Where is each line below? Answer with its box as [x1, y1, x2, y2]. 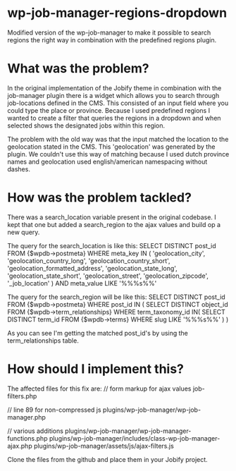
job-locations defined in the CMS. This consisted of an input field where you [7, 99, 229, 107]
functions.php [7, 434, 48, 442]
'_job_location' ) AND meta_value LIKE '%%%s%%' [7, 279, 157, 287]
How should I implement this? [7, 361, 185, 377]
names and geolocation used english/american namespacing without [7, 157, 208, 166]
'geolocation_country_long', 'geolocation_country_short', [7, 256, 170, 265]
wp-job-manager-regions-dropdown [7, 5, 228, 21]
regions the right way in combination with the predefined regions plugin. [7, 35, 217, 44]
